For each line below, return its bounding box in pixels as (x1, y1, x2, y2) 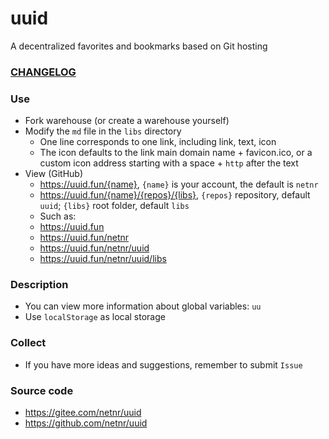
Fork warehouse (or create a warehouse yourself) (24, 115, 230, 127)
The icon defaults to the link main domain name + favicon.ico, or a (39, 147, 313, 159)
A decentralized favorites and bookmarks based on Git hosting (10, 40, 268, 52)
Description (10, 278, 69, 292)
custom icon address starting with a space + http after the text (39, 157, 299, 169)
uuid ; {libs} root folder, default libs (39, 200, 190, 212)
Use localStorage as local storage (24, 311, 166, 323)
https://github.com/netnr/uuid (24, 417, 148, 429)
